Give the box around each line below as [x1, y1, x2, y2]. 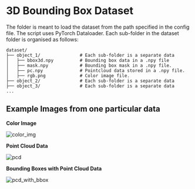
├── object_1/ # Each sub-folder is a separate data [6, 52, 175, 58]
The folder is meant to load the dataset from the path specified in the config [6, 23, 190, 30]
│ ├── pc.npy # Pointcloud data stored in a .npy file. [6, 67, 185, 74]
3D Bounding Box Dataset [6, 4, 134, 18]
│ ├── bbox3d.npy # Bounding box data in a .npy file [6, 57, 169, 63]
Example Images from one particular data [6, 104, 160, 114]
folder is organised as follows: [6, 36, 79, 43]
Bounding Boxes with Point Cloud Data [6, 165, 102, 172]
